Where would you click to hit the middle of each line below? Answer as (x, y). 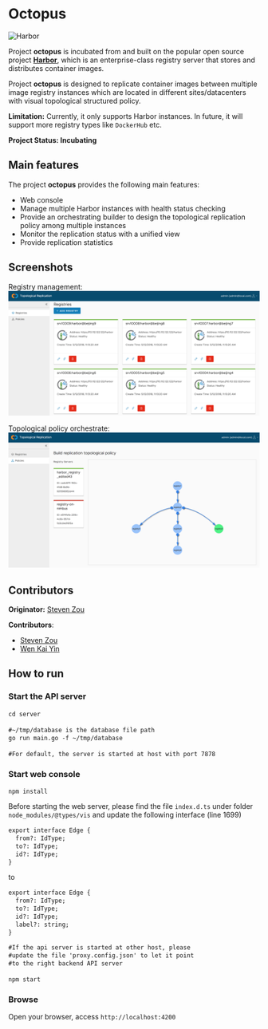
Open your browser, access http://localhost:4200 (92, 1017)
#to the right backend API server (66, 964)
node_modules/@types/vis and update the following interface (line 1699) (125, 815)
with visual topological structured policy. (75, 101)
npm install (28, 792)
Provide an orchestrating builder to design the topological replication (132, 217)
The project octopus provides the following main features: (104, 184)
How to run (36, 674)
